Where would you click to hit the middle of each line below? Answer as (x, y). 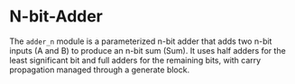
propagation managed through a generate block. (100, 70)
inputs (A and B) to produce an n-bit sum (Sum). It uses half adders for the (147, 50)
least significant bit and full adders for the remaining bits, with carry (135, 60)
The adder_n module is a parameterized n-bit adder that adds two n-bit (141, 41)
